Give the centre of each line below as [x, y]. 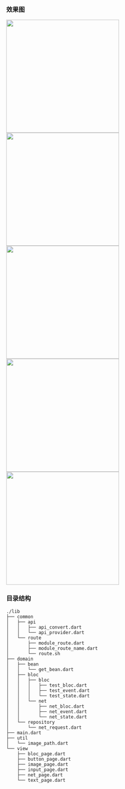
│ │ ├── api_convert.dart [44, 627]
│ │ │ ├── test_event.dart [48, 690]
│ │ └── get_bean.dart [40, 669]
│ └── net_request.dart [44, 728]
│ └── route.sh [33, 653]
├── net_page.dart [40, 775]
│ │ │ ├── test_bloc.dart [47, 685]
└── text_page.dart [41, 780]
